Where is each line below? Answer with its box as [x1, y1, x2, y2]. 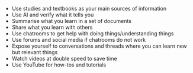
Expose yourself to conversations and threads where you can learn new [11, 42, 188, 49]
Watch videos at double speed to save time [11, 55, 117, 62]
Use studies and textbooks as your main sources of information [11, 5, 167, 12]
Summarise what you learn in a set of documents [11, 18, 132, 24]
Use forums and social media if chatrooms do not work [11, 36, 146, 43]
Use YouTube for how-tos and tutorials [11, 61, 107, 68]
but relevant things [11, 49, 58, 55]
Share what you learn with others [11, 24, 93, 31]
